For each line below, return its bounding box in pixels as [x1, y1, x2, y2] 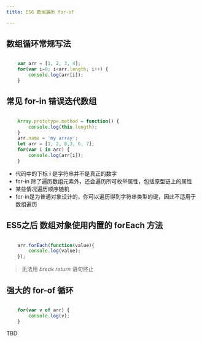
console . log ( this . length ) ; [28, 124, 98, 130]
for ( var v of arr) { [17, 307, 70, 313]
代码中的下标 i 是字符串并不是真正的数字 [15, 170, 117, 177]
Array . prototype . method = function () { [17, 118, 120, 124]
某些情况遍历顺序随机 [15, 185, 69, 192]
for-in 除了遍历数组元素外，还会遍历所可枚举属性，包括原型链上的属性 [15, 177, 192, 184]
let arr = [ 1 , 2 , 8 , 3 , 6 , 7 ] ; [17, 141, 95, 147]
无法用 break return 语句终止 [21, 265, 94, 273]
